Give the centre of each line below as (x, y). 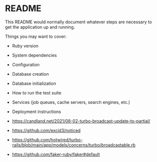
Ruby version (25, 46)
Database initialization (34, 83)
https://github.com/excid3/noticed (46, 130)
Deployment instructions (37, 112)
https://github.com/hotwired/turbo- (47, 140)
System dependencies (34, 55)
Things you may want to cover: (36, 36)
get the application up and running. (40, 27)
